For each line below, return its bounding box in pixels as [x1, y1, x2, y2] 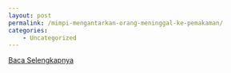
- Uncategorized [22, 33, 78, 42]
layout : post [8, 11, 52, 20]
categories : [8, 26, 48, 34]
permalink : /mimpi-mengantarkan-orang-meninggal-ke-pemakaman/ [8, 19, 224, 27]
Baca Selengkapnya [8, 56, 74, 65]
